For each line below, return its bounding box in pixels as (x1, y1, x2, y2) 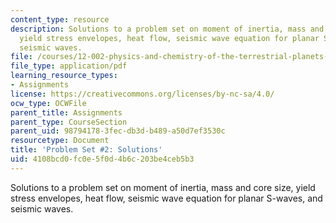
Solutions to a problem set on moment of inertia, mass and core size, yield (10, 181, 316, 193)
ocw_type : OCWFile (10, 98, 87, 108)
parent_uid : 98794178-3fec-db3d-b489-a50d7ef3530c (10, 126, 226, 136)
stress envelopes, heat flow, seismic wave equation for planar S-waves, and (10, 192, 323, 204)
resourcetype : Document (10, 136, 110, 146)
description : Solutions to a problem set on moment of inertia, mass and (10, 24, 325, 34)
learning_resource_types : (10, 71, 118, 81)
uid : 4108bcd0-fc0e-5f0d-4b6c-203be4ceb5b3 (10, 154, 195, 164)
